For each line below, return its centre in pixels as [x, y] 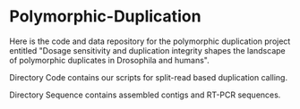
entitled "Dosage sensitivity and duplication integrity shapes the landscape [147, 50]
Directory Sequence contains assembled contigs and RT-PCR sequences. [145, 95]
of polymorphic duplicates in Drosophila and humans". [110, 60]
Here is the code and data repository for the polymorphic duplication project [150, 41]
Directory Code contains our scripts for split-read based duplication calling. [149, 77]
